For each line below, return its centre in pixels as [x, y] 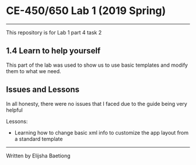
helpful [15, 110]
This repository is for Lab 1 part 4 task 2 [54, 32]
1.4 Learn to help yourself [53, 51]
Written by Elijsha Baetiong [38, 156]
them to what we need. [34, 71]
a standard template [38, 139]
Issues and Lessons [43, 90]
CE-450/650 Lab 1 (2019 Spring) [86, 11]
